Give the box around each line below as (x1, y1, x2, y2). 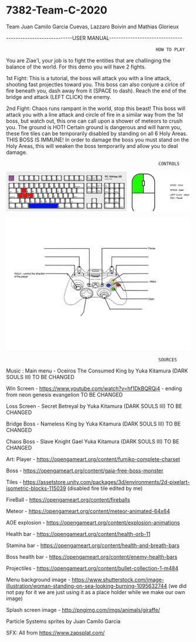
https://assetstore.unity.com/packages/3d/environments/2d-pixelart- (22, 478, 190, 485)
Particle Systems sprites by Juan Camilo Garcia (6, 617, 121, 625)
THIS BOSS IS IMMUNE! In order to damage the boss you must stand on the (6, 136, 189, 143)
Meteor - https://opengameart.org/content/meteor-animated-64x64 (6, 508, 170, 515)
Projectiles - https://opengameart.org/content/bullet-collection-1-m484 (6, 564, 179, 572)
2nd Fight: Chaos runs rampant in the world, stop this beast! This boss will (6, 104, 186, 112)
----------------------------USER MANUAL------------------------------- (6, 34, 183, 41)
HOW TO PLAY (156, 47, 185, 52)
